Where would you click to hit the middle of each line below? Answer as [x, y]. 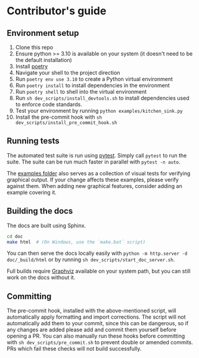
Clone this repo [34, 47]
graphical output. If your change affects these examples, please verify [93, 180]
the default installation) [43, 60]
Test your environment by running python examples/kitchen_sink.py [99, 111]
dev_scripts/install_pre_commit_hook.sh [66, 123]
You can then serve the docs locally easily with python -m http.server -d [97, 253]
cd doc [15, 236]
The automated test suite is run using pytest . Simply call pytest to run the [97, 155]
